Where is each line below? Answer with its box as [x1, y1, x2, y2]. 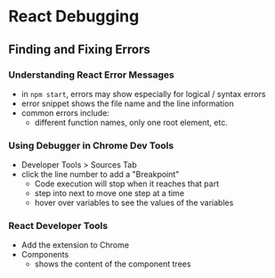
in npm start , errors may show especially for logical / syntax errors [20, 88, 266, 99]
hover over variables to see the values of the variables [34, 198, 234, 208]
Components [20, 249, 69, 260]
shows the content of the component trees [34, 258, 191, 269]
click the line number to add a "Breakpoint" [20, 169, 180, 180]
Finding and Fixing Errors [8, 42, 150, 57]
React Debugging [8, 6, 140, 27]
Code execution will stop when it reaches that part [34, 178, 220, 189]
